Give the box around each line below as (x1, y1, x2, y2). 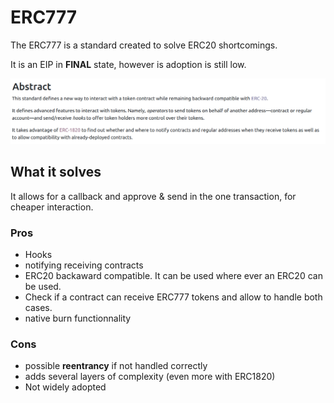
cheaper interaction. (10, 201, 94, 213)
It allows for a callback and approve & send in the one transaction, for (10, 190, 297, 202)
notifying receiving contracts (24, 259, 144, 271)
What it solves (10, 164, 102, 181)
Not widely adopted (24, 381, 107, 393)
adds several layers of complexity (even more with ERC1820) (24, 371, 276, 383)
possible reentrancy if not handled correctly (24, 360, 208, 372)
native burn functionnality (24, 312, 132, 324)
